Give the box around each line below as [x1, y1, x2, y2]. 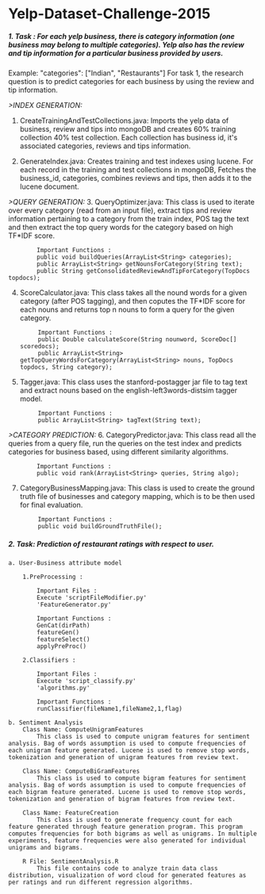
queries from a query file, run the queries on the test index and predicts [8, 439, 242, 448]
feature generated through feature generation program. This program [8, 823, 244, 831]
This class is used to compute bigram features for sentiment [36, 774, 247, 782]
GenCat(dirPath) [36, 622, 90, 630]
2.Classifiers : [22, 656, 77, 665]
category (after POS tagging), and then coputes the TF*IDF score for [19, 297, 246, 306]
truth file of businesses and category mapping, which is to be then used [19, 492, 255, 501]
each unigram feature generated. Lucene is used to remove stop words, [8, 746, 250, 754]
